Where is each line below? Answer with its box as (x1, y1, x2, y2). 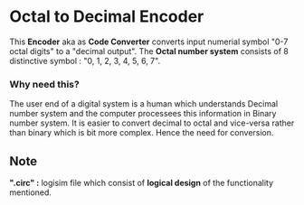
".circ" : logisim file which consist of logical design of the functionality (9, 178, 274, 189)
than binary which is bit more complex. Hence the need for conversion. (9, 127, 274, 138)
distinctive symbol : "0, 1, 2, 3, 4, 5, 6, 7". (9, 55, 161, 66)
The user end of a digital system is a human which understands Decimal (9, 98, 279, 109)
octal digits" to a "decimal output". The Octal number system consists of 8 (9, 45, 290, 56)
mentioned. (9, 187, 52, 198)
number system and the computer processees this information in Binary (9, 108, 277, 119)
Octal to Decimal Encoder (9, 6, 204, 27)
